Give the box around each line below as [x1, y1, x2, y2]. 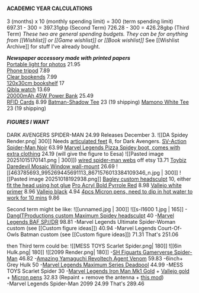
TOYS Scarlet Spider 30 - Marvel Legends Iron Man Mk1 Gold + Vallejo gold [7, 268, 190, 275]
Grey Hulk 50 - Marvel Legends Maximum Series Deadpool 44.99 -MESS [7, 261, 184, 269]
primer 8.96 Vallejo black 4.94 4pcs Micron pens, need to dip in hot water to [7, 188, 193, 195]
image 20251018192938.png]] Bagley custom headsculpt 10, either [28, 175, 191, 183]
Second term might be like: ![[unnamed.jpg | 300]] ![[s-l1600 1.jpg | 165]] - [7, 206, 188, 213]
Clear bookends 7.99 [7, 73, 57, 81]
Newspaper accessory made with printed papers [7, 54, 131, 62]
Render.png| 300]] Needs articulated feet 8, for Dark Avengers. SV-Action [7, 138, 187, 145]
